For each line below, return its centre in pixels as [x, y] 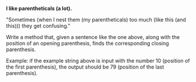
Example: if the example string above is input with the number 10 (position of [98, 61]
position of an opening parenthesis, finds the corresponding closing [87, 43]
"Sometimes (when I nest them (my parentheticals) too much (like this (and [96, 19]
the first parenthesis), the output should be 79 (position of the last [85, 67]
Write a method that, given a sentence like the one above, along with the [93, 37]
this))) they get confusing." [38, 26]
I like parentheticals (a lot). [39, 8]
